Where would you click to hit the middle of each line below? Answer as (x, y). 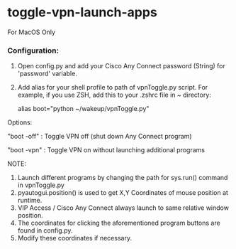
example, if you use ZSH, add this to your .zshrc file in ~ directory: (114, 95)
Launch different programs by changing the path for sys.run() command (123, 178)
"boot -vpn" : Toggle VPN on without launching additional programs (106, 150)
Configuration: (33, 51)
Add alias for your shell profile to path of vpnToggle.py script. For (113, 88)
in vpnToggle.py (41, 185)
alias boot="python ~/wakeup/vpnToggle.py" (83, 109)
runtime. (30, 201)
